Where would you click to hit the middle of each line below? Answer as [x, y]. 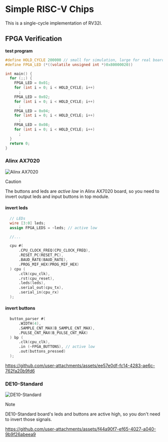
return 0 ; [20, 143]
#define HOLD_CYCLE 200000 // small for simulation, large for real [78, 60]
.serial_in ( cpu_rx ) [38, 292]
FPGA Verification [34, 39]
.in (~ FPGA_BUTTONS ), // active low [56, 347]
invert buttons [20, 308]
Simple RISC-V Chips [49, 9]
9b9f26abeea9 [20, 434]
